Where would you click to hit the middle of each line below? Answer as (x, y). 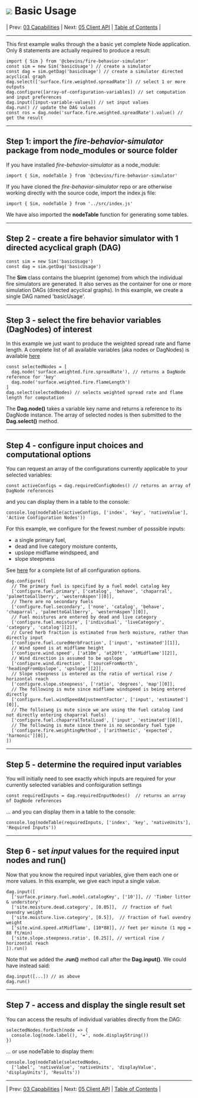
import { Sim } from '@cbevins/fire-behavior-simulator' (77, 61)
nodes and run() (36, 860)
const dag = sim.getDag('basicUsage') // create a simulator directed (95, 71)
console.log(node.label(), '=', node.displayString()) (80, 1035)
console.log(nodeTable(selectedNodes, (54, 1062)
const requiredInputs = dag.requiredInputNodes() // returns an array (96, 796)
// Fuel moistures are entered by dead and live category (84, 617)
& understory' (24, 902)
